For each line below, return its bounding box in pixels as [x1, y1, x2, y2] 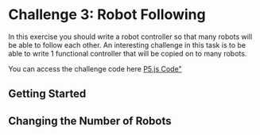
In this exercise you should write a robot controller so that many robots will [8, 32, 253, 41]
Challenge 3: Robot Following [8, 6, 206, 24]
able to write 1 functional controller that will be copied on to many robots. [8, 48, 247, 58]
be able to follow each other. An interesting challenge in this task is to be [8, 40, 246, 49]
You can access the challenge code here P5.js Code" [8, 64, 182, 73]
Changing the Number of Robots [8, 114, 173, 128]
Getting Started [8, 87, 87, 101]
